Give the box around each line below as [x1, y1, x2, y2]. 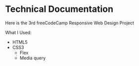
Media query [19, 55, 46, 61]
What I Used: [5, 29, 32, 35]
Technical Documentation [5, 3, 114, 15]
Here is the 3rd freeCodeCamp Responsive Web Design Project [5, 20, 135, 26]
